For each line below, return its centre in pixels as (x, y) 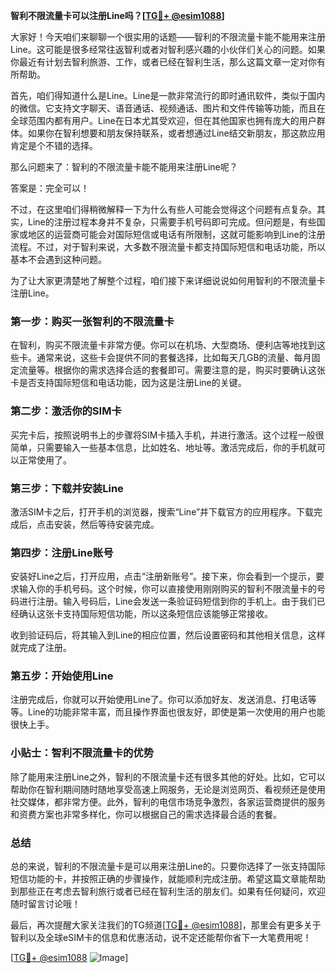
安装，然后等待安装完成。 (106, 524)
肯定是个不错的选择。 (54, 145)
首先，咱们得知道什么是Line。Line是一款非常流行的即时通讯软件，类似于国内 (168, 95)
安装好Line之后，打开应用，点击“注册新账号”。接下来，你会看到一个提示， (163, 576)
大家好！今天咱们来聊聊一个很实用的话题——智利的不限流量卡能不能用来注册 (168, 37)
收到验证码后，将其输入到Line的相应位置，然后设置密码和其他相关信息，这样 (168, 635)
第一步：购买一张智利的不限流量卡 (92, 321)
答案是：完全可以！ (50, 188)
